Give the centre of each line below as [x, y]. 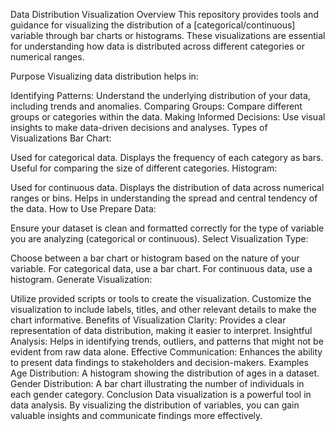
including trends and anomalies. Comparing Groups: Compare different [156, 106]
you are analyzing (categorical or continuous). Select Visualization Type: [159, 238]
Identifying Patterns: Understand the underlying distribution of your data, [160, 95]
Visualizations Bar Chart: [61, 138]
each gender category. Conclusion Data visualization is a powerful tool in [161, 394]
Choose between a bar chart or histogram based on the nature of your [155, 258]
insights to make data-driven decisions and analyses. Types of [139, 127]
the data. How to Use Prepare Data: [83, 208]
